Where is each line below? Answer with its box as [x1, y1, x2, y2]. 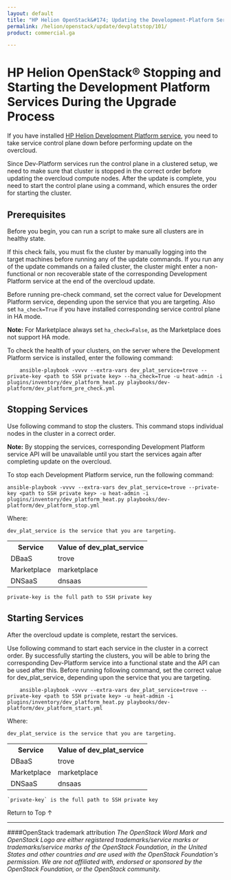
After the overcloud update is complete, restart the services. [7, 631, 178, 639]
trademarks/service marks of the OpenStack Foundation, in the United [7, 843, 208, 851]
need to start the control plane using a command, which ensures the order [7, 182, 218, 190]
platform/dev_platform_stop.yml [7, 502, 100, 509]
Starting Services [7, 612, 84, 624]
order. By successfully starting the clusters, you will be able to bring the [7, 651, 210, 660]
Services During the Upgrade [7, 94, 177, 110]
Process [7, 109, 55, 125]
